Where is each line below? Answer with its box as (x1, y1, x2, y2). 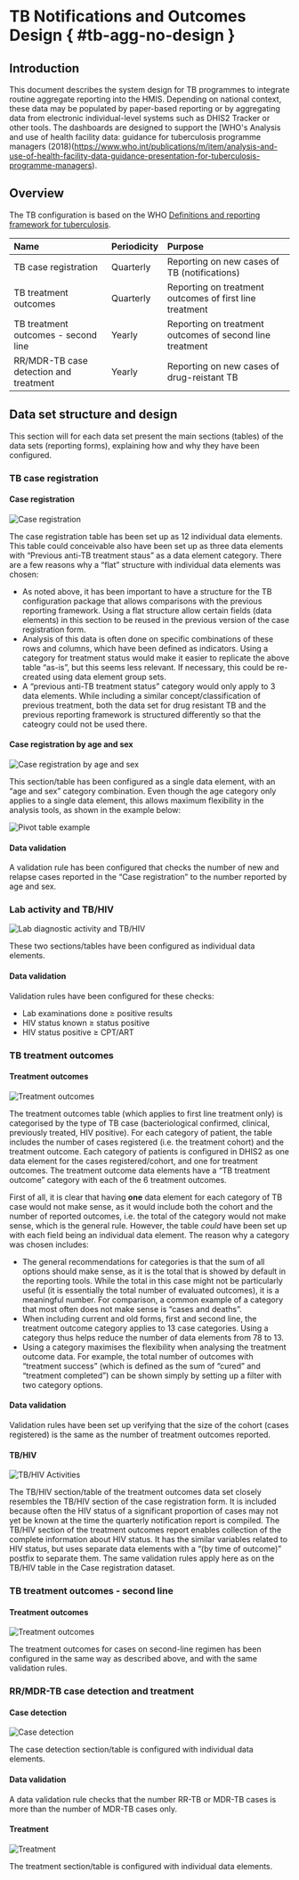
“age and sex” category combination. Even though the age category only (9, 785, 277, 796)
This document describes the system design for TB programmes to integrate (9, 85, 290, 94)
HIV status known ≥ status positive (21, 1017, 150, 1028)
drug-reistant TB (166, 371, 238, 383)
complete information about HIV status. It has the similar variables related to (9, 1534, 287, 1545)
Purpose (166, 240, 205, 252)
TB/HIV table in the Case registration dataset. (9, 1563, 175, 1573)
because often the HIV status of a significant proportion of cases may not (9, 1506, 279, 1516)
